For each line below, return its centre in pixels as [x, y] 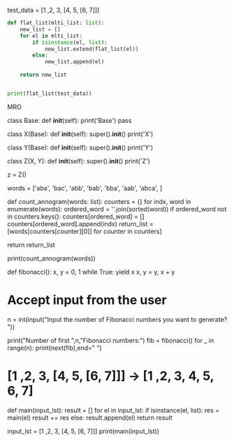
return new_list [44, 75]
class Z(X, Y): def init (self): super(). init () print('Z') [79, 161]
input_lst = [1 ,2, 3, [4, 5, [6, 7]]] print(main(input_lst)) [83, 431]
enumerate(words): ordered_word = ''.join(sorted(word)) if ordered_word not [117, 209]
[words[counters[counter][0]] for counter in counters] [85, 231]
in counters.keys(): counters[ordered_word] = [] [76, 216]
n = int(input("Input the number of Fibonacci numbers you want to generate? [117, 319]
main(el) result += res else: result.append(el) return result [90, 418]
